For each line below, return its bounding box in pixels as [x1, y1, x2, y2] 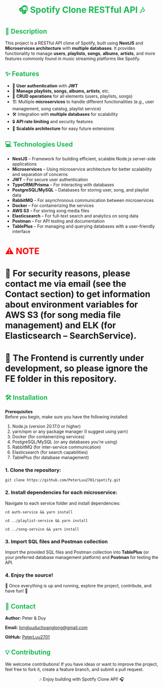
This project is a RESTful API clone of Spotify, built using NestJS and [5, 40, 144, 46]
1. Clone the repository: [5, 467, 62, 473]
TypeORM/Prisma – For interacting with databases [12, 182, 114, 188]
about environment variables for [5, 299, 138, 310]
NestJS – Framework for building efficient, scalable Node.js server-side [12, 155, 156, 162]
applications [12, 161, 37, 167]
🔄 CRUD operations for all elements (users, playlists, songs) [12, 93, 133, 99]
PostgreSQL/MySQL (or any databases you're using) [12, 439, 118, 445]
